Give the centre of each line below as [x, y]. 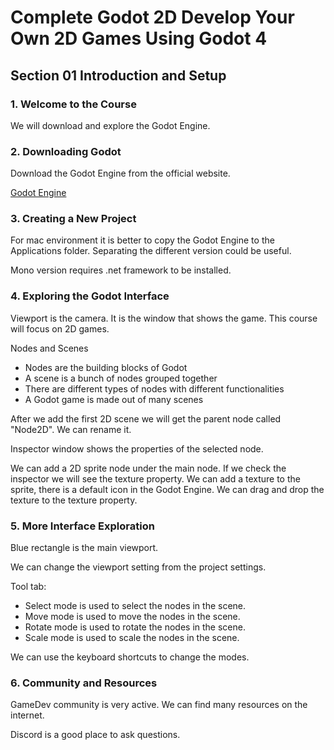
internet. [27, 715]
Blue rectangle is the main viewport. [84, 548]
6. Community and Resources [84, 683]
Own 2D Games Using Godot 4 [139, 38]
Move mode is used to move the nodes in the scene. [132, 617]
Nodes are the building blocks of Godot [106, 367]
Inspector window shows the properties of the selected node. [137, 448]
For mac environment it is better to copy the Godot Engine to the [142, 240]
